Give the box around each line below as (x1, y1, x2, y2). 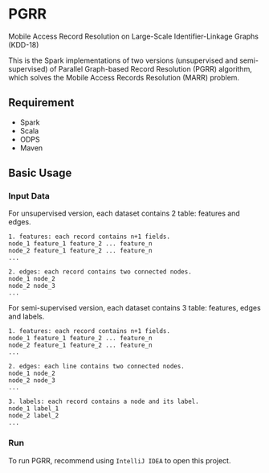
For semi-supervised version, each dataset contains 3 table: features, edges (8, 303, 261, 313)
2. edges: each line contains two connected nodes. (8, 363, 185, 371)
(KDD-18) (8, 39, 39, 49)
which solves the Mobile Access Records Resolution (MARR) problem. (8, 72, 239, 82)
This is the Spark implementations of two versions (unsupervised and (8, 56, 238, 65)
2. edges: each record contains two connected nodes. (8, 268, 193, 276)
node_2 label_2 (8, 412, 59, 420)
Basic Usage (8, 167, 72, 180)
